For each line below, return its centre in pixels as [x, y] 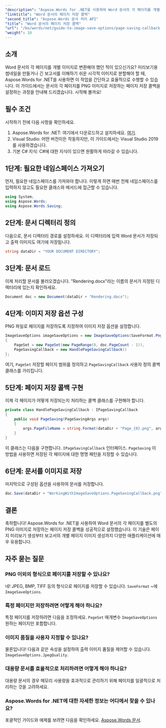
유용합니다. [21, 542]
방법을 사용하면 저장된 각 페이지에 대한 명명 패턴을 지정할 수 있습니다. [72, 454]
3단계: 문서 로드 [28, 268]
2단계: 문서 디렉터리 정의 [41, 223]
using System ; [20, 197]
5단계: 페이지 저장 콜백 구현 [44, 388]
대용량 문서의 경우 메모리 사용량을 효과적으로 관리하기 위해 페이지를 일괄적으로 [80, 680]
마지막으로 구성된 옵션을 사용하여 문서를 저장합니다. [55, 484]
